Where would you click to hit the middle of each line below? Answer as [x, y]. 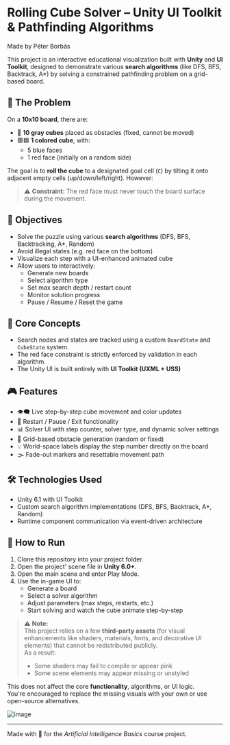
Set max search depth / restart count [79, 287]
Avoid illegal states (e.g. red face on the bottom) [85, 251]
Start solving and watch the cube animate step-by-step [105, 610]
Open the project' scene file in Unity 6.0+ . [77, 566]
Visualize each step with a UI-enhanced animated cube [95, 258]
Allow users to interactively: [56, 266]
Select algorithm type [57, 280]
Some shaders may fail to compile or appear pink [103, 666]
